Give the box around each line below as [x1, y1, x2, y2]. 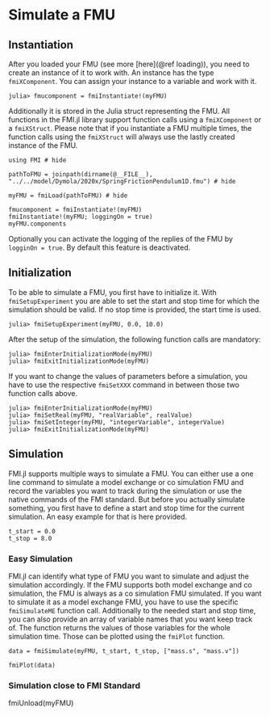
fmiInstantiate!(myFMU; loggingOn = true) [8, 213, 153, 221]
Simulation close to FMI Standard [8, 680, 141, 691]
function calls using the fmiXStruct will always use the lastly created [8, 132, 235, 141]
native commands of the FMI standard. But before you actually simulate [8, 495, 246, 504]
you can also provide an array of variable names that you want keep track [8, 614, 253, 624]
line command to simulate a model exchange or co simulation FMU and [8, 477, 244, 486]
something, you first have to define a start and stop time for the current [8, 503, 244, 512]
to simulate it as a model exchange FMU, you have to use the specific [8, 596, 239, 607]
